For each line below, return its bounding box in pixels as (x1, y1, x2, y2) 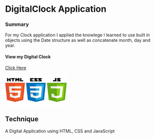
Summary (5, 21, 30, 28)
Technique (5, 115, 38, 123)
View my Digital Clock (5, 54, 51, 60)
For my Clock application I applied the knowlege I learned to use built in (5, 32, 150, 38)
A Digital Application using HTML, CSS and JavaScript (5, 128, 115, 134)
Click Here (5, 65, 27, 71)
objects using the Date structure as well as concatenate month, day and (5, 37, 151, 43)
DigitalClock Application (5, 3, 107, 15)
